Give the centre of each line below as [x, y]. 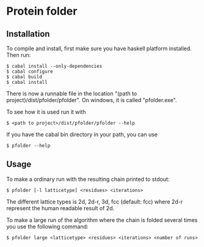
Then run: [19, 55]
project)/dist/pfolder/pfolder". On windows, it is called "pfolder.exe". [92, 100]
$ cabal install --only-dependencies [54, 66]
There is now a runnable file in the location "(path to [72, 94]
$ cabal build [24, 77]
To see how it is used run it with [46, 112]
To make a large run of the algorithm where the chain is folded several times [102, 220]
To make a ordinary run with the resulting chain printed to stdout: [88, 179]
